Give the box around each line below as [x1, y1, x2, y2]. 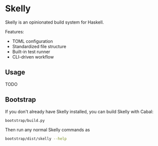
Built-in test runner [12, 49, 51, 55]
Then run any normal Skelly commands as [5, 127, 90, 133]
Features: [5, 29, 25, 34]
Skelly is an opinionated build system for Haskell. [5, 19, 104, 25]
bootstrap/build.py [5, 118, 45, 123]
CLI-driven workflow [12, 54, 54, 59]
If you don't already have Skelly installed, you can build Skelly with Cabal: [5, 109, 154, 115]
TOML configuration [12, 38, 53, 44]
